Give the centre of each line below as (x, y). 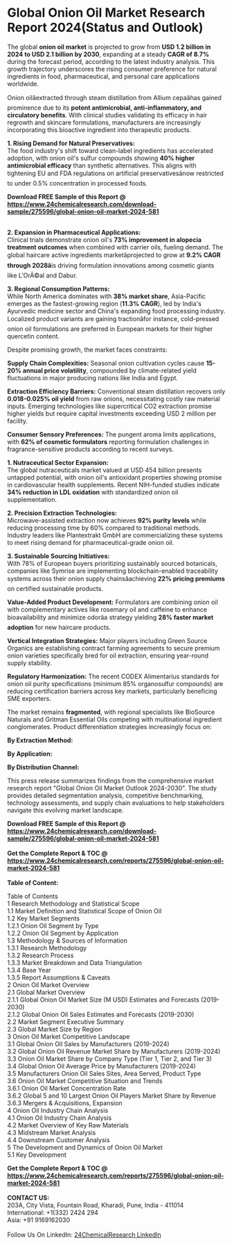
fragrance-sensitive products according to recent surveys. (91, 449)
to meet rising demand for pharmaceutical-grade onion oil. (91, 542)
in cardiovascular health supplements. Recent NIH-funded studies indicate (114, 485)
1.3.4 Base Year (29, 970)
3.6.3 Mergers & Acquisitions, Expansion (65, 1102)
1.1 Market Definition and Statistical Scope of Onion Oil (84, 911)
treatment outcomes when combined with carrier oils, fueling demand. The (115, 247)
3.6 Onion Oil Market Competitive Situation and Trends (85, 1081)
